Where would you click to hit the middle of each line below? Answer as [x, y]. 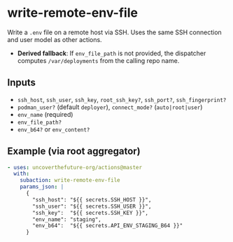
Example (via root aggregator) [74, 151]
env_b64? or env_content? [54, 129]
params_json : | [42, 187]
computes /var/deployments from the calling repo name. [98, 60]
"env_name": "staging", [67, 219]
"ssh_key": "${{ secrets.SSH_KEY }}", [91, 213]
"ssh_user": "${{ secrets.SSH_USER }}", [92, 206]
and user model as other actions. [55, 39]
